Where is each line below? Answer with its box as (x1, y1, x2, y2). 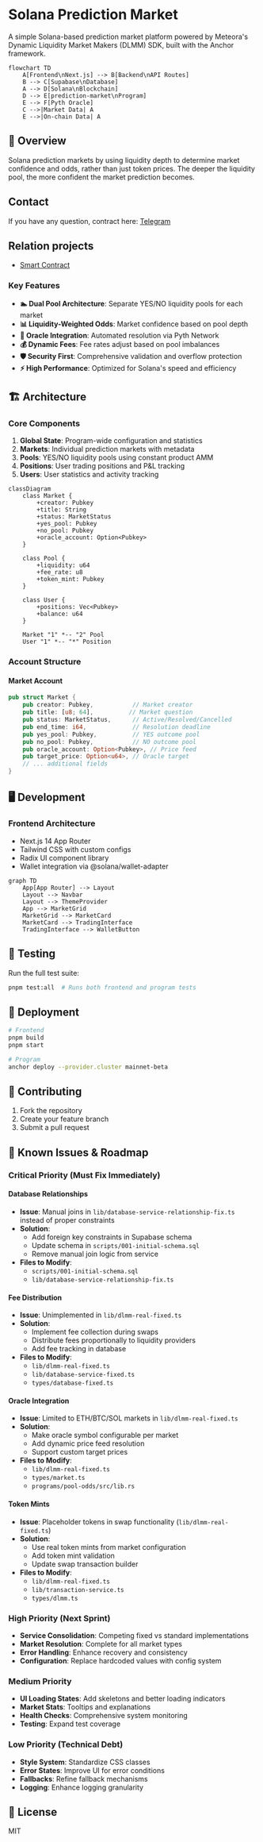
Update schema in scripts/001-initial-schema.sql (31, 1241, 200, 1250)
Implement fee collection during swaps (31, 1328, 159, 1337)
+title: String (36, 506, 87, 514)
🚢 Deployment (8, 1005, 79, 1019)
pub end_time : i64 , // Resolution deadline (22, 723, 212, 731)
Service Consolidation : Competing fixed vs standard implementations (19, 1630, 250, 1640)
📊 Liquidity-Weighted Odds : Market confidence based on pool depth (19, 319, 249, 329)
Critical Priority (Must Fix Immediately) (8, 1170, 161, 1181)
